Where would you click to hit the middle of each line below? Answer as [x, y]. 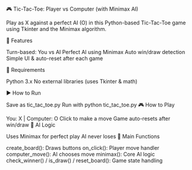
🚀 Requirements [26, 70]
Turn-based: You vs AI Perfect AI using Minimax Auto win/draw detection [96, 52]
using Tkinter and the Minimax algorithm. [56, 29]
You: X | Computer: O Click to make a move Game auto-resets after [88, 119]
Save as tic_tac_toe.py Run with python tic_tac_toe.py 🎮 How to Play [91, 105]
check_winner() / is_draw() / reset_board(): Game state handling [84, 160]
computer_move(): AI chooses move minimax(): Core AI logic [81, 154]
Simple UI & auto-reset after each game [55, 58]
